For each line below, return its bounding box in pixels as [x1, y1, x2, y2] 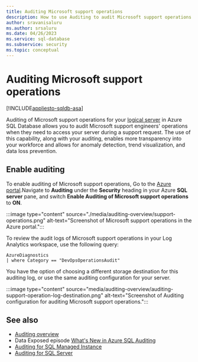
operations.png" [6, 217, 46, 224]
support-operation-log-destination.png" [6, 292, 103, 299]
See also [6, 315, 38, 325]
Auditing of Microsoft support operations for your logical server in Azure [6, 116, 182, 123]
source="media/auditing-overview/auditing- [66, 285, 174, 292]
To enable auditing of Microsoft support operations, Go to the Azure [6, 180, 171, 187]
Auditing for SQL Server [14, 350, 73, 357]
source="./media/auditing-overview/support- [66, 210, 176, 217]
